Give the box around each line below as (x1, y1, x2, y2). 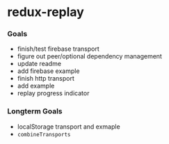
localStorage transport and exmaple (17, 122, 120, 131)
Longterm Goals (7, 106, 63, 116)
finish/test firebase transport (17, 45, 99, 53)
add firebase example (17, 67, 80, 75)
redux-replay (7, 4, 85, 20)
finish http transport (17, 74, 74, 83)
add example (17, 81, 55, 90)
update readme (17, 60, 61, 68)
